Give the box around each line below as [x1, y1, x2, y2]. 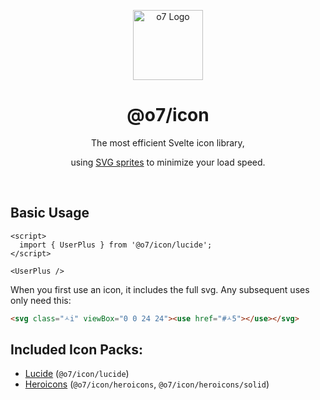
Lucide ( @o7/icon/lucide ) [24, 368, 130, 380]
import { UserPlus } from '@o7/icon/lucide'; [19, 240, 213, 250]
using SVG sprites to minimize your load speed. [70, 156, 266, 168]
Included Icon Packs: [10, 341, 144, 359]
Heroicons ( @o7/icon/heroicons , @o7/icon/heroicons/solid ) [24, 378, 270, 390]
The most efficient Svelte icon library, [91, 136, 245, 149]
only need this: [10, 294, 72, 306]
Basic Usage [10, 205, 90, 222]
